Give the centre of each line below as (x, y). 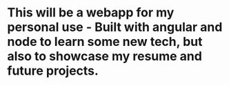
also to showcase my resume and (104, 57)
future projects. (53, 71)
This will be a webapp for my (91, 13)
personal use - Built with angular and (115, 27)
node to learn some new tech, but (105, 42)
